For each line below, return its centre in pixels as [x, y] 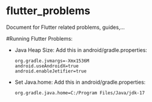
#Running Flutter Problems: [39, 38]
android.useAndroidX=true [46, 66]
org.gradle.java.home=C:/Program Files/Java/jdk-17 [80, 93]
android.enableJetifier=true [51, 71]
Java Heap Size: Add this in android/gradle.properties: [81, 50]
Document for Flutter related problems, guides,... [66, 27]
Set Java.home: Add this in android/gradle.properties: [80, 82]
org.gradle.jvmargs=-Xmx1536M [52, 61]
